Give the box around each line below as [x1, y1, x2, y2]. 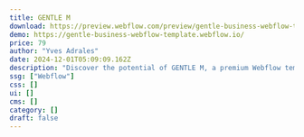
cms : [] [9, 96, 39, 106]
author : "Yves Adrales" [9, 47, 100, 56]
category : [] [9, 105, 59, 114]
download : [9, 22, 47, 31]
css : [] [9, 80, 39, 89]
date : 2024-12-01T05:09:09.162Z [9, 55, 131, 64]
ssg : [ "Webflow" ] [9, 72, 75, 81]
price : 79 [9, 38, 47, 48]
